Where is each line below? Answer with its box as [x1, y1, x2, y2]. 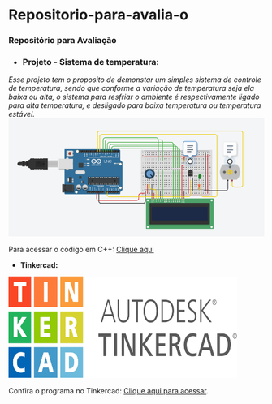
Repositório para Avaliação [8, 35, 117, 46]
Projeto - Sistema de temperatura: [22, 57, 160, 68]
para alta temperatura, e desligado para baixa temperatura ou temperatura [8, 101, 261, 110]
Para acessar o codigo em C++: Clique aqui [8, 245, 154, 255]
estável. [8, 110, 35, 119]
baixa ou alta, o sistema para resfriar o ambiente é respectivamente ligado [8, 92, 260, 102]
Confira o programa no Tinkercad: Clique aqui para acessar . [8, 386, 209, 396]
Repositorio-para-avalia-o [8, 6, 189, 24]
